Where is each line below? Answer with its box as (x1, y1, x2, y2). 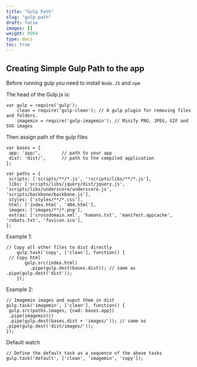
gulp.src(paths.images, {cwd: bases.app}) (8, 307, 115, 314)
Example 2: (6, 285, 34, 293)
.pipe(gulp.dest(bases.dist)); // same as (29, 265, 136, 271)
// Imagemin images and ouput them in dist (6, 297, 115, 303)
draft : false (6, 20, 38, 25)
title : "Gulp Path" (6, 8, 54, 15)
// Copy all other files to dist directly (6, 244, 112, 250)
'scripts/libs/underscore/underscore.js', (6, 186, 112, 192)
